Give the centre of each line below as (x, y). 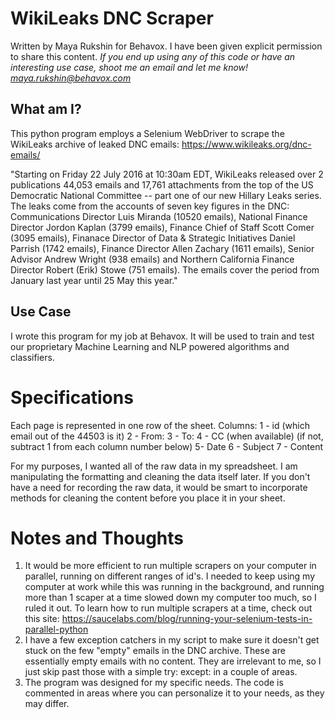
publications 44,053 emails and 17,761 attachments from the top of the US (162, 184)
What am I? (46, 109)
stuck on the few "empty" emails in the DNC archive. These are (155, 651)
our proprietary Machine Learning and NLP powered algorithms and (150, 346)
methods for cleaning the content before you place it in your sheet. (148, 498)
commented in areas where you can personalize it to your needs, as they (174, 693)
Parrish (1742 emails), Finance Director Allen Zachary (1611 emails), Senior (162, 248)
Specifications (72, 397)
